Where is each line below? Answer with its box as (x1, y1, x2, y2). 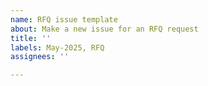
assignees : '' (10, 52, 70, 62)
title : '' (10, 33, 52, 43)
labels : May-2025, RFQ (10, 42, 105, 53)
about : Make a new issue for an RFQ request (10, 24, 199, 34)
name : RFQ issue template (10, 14, 118, 25)
